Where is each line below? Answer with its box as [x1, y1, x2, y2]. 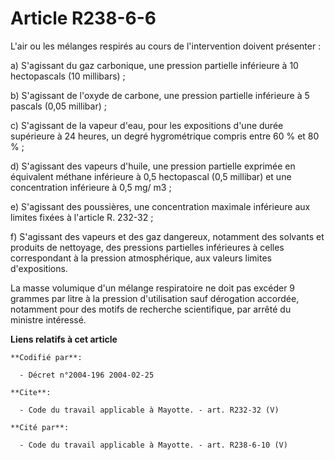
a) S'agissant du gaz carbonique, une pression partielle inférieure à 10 [10, 59, 299, 71]
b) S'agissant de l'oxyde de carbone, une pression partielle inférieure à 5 [10, 89, 310, 101]
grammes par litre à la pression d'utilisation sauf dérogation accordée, [10, 292, 300, 304]
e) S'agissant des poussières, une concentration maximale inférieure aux [10, 200, 311, 212]
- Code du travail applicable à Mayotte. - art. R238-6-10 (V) [19, 440, 288, 450]
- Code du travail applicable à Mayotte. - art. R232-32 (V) [19, 405, 280, 415]
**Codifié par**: [10, 352, 83, 362]
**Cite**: [10, 387, 52, 397]
